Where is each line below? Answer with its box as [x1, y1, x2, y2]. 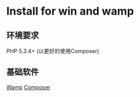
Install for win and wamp [6, 4, 134, 18]
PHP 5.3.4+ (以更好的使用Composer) [6, 48, 99, 54]
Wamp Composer [6, 84, 51, 91]
